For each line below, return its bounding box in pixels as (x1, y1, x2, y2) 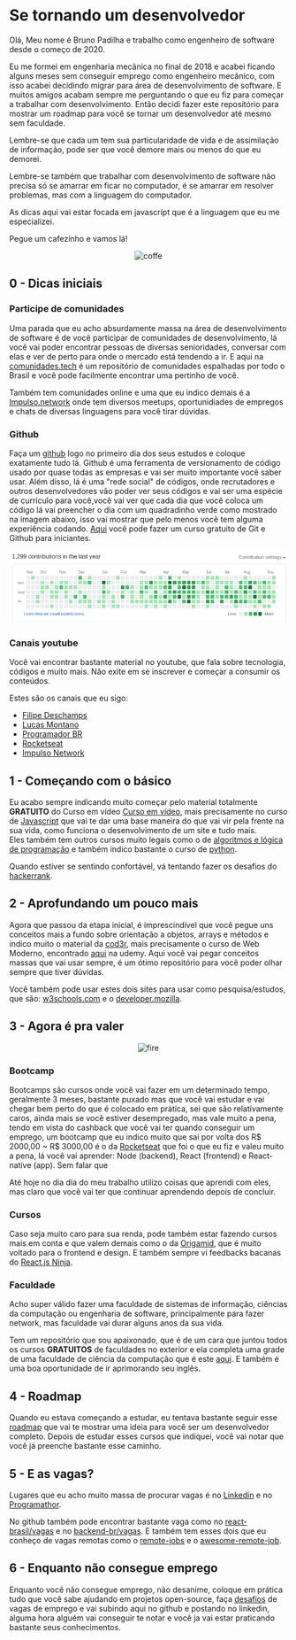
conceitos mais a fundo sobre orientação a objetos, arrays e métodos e (9, 929, 269, 940)
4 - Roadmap (9, 1389, 82, 1404)
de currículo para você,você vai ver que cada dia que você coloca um (9, 495, 263, 506)
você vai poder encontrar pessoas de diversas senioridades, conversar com (9, 342, 287, 352)
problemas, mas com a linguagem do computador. (9, 190, 193, 200)
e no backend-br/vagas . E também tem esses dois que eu (56, 1526, 267, 1536)
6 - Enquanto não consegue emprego (9, 1560, 218, 1576)
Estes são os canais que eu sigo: (9, 692, 129, 704)
